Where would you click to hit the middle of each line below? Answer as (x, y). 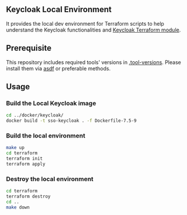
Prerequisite (29, 48)
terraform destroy (28, 197)
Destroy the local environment (50, 179)
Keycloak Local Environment (59, 10)
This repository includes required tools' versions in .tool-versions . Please (94, 62)
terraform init (24, 159)
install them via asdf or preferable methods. (58, 68)
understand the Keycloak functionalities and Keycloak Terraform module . (93, 30)
